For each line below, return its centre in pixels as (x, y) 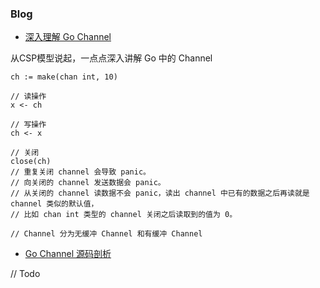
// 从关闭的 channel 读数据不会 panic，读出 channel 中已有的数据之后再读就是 (160, 193)
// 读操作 (28, 97)
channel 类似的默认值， (54, 204)
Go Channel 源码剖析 (68, 254)
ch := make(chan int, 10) (64, 77)
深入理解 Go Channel (68, 37)
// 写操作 (28, 125)
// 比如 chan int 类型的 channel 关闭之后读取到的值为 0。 (124, 215)
